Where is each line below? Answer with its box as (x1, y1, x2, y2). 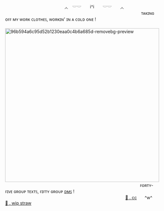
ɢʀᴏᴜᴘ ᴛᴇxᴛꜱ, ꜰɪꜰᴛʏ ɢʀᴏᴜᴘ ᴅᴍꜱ (13, 188, 72, 194)
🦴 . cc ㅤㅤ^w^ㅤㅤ (125, 195, 161, 200)
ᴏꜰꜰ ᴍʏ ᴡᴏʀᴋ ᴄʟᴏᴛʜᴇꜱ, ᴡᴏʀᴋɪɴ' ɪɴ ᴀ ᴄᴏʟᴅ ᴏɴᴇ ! (5, 16, 97, 22)
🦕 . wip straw (5, 200, 32, 206)
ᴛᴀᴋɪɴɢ (141, 10, 155, 16)
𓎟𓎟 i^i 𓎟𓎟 (72, 4, 112, 9)
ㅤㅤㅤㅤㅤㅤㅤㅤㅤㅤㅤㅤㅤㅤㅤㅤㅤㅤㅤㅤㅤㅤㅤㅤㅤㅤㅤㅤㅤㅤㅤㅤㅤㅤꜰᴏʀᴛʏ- (5, 182, 154, 188)
